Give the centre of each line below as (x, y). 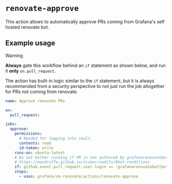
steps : (21, 172)
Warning (14, 55)
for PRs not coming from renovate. (42, 91)
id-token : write (36, 148)
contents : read (35, 143)
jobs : (11, 124)
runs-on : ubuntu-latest (40, 153)
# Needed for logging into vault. (56, 139)
